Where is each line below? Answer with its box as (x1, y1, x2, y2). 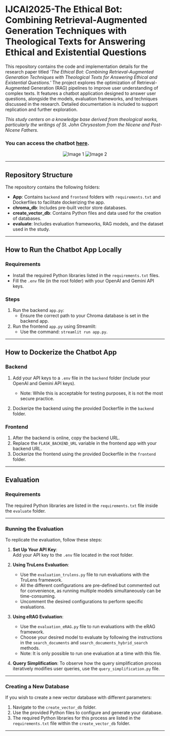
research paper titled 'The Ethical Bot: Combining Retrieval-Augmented (5, 68, 154, 74)
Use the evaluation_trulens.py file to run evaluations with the (20, 571, 150, 577)
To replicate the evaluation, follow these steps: (5, 537, 102, 543)
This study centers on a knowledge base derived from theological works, (5, 116, 158, 122)
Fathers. (21, 127, 39, 133)
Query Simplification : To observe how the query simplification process (12, 660, 162, 666)
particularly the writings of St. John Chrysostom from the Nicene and (5, 122, 150, 128)
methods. (20, 645, 40, 651)
